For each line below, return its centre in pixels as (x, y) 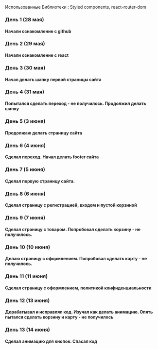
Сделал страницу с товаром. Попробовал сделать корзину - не (73, 229)
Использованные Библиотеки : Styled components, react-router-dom (76, 7)
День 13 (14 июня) (27, 330)
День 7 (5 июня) (25, 169)
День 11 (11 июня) (26, 276)
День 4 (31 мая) (25, 92)
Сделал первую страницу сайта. (40, 181)
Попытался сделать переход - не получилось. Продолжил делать (76, 103)
